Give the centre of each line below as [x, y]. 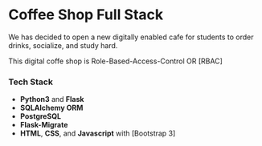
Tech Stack [31, 82]
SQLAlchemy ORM [51, 108]
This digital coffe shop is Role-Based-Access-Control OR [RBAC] [116, 61]
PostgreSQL [41, 116]
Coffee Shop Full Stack [86, 15]
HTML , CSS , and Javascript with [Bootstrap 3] [98, 133]
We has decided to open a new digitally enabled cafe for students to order [131, 37]
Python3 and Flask [52, 99]
